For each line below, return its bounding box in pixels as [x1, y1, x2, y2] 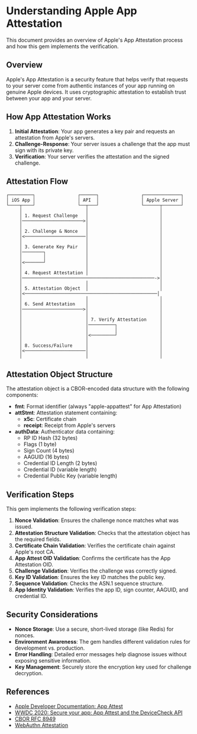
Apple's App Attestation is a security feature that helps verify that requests [6, 75, 188, 83]
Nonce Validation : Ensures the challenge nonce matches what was [14, 517, 179, 524]
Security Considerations [6, 610, 99, 620]
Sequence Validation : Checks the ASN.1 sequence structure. [14, 580, 164, 587]
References [6, 687, 50, 697]
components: [6, 391, 38, 398]
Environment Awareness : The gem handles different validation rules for [14, 638, 190, 645]
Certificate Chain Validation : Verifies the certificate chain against [14, 542, 176, 549]
